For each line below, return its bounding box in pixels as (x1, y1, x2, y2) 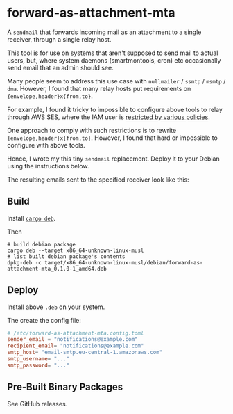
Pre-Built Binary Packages (7, 381, 123, 393)
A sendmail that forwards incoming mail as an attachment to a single (7, 28, 202, 36)
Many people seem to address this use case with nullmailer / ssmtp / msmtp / (7, 77, 226, 85)
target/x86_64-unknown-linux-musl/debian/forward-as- (44, 259, 203, 266)
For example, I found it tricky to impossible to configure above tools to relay (7, 105, 223, 113)
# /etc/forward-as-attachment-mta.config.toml (7, 329, 144, 337)
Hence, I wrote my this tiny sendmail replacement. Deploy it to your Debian (7, 154, 220, 163)
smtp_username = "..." (7, 356, 70, 363)
